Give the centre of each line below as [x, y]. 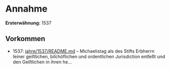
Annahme [26, 9]
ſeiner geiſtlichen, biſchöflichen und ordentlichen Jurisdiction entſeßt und [89, 56]
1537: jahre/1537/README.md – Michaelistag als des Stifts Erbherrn [83, 51]
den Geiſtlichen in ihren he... [42, 62]
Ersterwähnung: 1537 [29, 23]
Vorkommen [25, 39]
